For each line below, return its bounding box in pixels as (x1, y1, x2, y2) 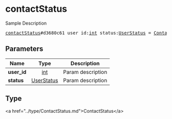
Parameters (5, 45, 44, 53)
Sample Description (5, 20, 47, 26)
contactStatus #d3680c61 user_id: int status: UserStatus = (5, 30, 152, 36)
